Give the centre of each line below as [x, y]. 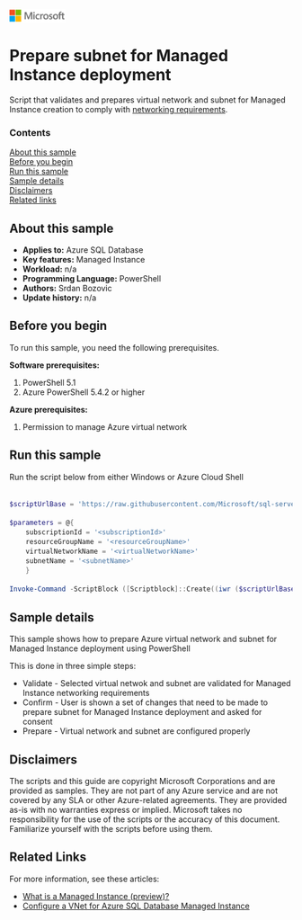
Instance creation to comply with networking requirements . [119, 109]
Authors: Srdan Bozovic [67, 289]
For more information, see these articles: [84, 879]
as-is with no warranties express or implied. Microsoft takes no [126, 809]
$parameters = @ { [42, 523]
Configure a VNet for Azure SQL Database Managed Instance [136, 906]
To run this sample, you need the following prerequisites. [115, 347]
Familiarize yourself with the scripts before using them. [111, 828]
